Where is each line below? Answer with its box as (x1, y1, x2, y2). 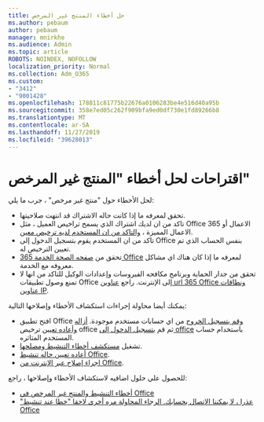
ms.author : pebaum (8, 19, 68, 27)
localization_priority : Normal (8, 63, 111, 71)
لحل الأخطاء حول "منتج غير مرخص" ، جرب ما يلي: (8, 196, 155, 205)
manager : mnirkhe (8, 33, 65, 42)
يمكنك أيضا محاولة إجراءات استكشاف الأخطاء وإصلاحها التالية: (8, 301, 187, 310)
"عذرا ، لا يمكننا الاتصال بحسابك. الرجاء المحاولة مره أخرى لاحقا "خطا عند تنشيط (19, 397, 254, 406)
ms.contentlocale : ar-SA (8, 121, 90, 129)
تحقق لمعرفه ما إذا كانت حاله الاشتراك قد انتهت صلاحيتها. (19, 211, 186, 220)
